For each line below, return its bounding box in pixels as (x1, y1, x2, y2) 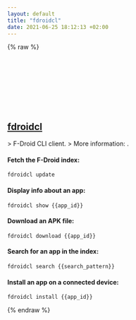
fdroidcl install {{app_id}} (7, 294, 93, 301)
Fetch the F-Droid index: (7, 155, 80, 164)
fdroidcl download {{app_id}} (7, 232, 97, 239)
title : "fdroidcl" (7, 17, 61, 24)
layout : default (7, 10, 55, 18)
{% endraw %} (7, 306, 51, 314)
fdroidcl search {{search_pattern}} (7, 263, 115, 270)
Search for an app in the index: (7, 247, 99, 256)
